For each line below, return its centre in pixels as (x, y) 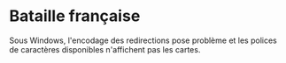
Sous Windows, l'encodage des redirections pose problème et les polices (143, 40)
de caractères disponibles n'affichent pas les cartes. (105, 49)
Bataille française (75, 16)
